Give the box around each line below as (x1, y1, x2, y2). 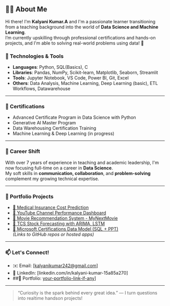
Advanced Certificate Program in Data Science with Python (12, 114, 137, 120)
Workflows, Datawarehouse (12, 85, 71, 92)
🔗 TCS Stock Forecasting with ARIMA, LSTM (12, 221, 105, 227)
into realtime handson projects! (17, 295, 82, 301)
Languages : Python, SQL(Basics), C (12, 64, 88, 70)
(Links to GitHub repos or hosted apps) (12, 231, 95, 237)
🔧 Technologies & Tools (5, 53, 64, 60)
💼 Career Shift (5, 148, 40, 155)
